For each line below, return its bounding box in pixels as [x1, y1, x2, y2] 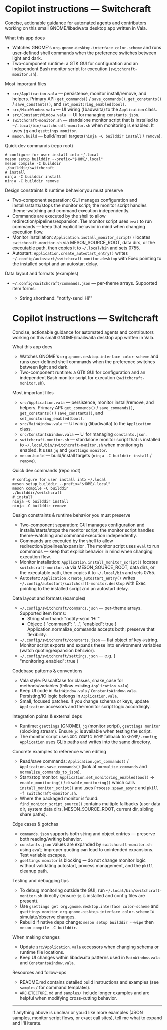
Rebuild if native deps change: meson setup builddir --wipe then [19, 919, 154, 925]
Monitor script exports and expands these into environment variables [19, 642, 162, 648]
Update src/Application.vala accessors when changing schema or [19, 944, 159, 950]
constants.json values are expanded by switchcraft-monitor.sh [19, 841, 152, 847]
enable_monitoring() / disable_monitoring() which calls [19, 779, 135, 785]
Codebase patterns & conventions [12, 668, 83, 674]
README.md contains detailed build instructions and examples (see [19, 979, 159, 985]
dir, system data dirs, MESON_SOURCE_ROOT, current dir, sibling [19, 806, 154, 812]
